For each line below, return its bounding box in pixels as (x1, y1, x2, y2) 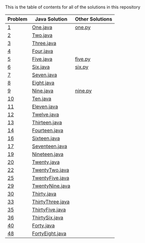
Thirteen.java (32, 119, 62, 126)
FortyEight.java (32, 230, 67, 237)
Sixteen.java (32, 135, 60, 142)
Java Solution (35, 16, 68, 22)
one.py (74, 24, 91, 31)
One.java (32, 24, 53, 31)
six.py (74, 63, 89, 70)
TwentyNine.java (32, 182, 71, 189)
